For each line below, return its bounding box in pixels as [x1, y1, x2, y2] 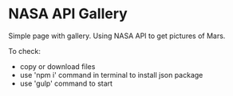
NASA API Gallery [8, 5, 128, 23]
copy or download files [19, 61, 96, 71]
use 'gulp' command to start [19, 79, 113, 88]
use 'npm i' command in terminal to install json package [19, 70, 203, 79]
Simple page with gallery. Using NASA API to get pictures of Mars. [8, 31, 226, 40]
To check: [8, 46, 41, 56]
